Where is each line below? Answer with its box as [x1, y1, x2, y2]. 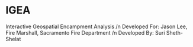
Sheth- [166, 29, 183, 36]
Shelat [5, 35, 21, 42]
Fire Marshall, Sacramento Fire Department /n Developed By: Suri [5, 29, 165, 36]
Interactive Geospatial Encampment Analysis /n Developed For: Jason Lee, [5, 23, 188, 30]
